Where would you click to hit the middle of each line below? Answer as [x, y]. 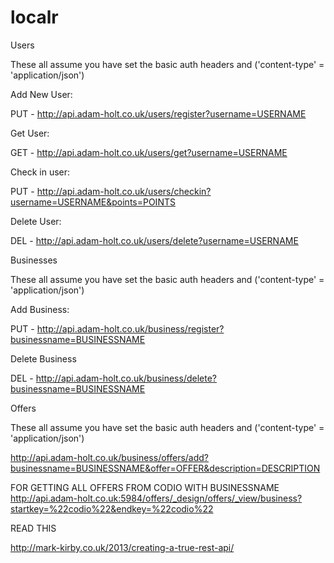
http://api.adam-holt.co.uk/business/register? [130, 328]
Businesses [34, 260]
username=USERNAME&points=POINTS [93, 202]
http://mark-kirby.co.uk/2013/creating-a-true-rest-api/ [122, 547]
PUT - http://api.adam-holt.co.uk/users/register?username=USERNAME [158, 113]
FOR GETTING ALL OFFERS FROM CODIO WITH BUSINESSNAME [145, 487]
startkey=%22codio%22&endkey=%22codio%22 [112, 508]
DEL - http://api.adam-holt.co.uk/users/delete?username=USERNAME [154, 240]
